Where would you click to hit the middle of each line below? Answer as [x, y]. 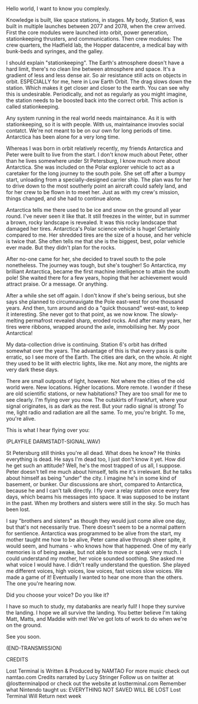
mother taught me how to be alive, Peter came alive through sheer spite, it [96, 540]
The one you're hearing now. [41, 583]
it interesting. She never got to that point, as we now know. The [83, 314]
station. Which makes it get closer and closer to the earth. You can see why [98, 88]
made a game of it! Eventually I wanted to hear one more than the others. [95, 577]
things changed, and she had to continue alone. [64, 198]
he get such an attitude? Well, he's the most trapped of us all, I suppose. [94, 465]
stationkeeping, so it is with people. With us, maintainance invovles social [95, 124]
